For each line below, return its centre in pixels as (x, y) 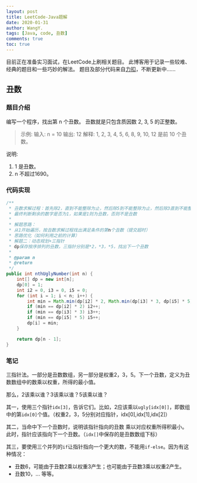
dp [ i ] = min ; (43, 323)
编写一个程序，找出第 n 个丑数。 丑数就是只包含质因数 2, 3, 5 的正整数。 (93, 122)
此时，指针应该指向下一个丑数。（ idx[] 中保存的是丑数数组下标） (83, 434)
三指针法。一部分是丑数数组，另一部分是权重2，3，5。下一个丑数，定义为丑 (98, 374)
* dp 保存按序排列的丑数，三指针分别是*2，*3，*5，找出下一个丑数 (78, 246)
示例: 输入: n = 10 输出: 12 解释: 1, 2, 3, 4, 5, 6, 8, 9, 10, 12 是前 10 (98, 134)
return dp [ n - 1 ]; (39, 339)
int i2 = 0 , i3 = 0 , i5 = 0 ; (52, 290)
